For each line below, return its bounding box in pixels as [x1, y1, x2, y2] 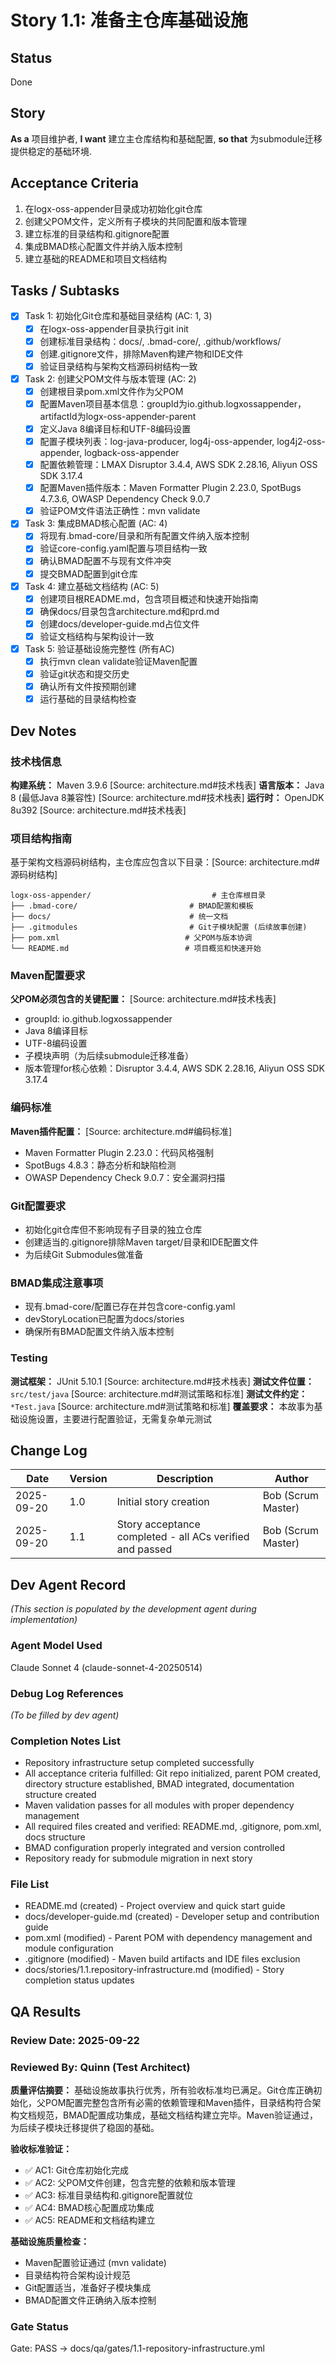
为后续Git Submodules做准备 [24, 1249, 144, 1261]
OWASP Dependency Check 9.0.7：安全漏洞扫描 [24, 1171, 226, 1183]
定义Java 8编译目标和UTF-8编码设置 [39, 422, 192, 435]
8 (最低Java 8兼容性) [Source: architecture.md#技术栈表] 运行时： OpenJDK [10, 791, 325, 803]
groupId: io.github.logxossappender [24, 1013, 173, 1025]
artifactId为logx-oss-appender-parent [39, 410, 197, 422]
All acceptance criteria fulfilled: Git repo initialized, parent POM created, [24, 1767, 322, 1780]
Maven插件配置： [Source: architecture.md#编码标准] [10, 1125, 233, 1137]
